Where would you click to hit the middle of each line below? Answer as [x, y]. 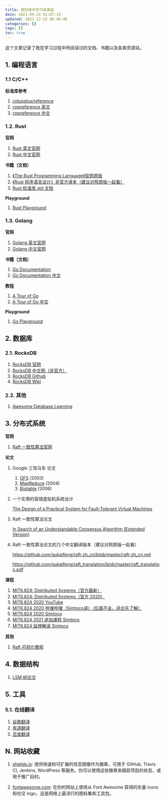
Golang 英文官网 [29, 243]
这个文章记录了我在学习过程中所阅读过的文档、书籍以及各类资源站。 [75, 48]
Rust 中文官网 [26, 154]
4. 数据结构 [22, 664]
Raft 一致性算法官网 [32, 447]
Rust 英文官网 [26, 148]
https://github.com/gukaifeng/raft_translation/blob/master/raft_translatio [86, 564]
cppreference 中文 [31, 113]
